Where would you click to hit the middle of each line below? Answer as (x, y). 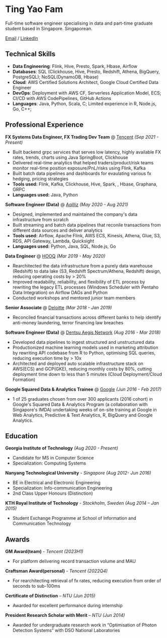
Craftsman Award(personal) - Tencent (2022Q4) (57, 571)
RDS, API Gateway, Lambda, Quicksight (53, 241)
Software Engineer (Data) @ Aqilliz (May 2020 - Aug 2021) (67, 204)
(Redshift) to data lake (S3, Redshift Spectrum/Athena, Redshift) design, (87, 271)
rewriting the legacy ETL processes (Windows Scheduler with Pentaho (86, 287)
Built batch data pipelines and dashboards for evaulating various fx (82, 173)
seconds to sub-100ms (36, 586)
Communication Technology (42, 523)
